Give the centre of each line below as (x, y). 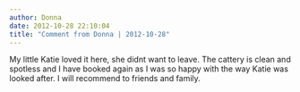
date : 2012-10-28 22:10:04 (60, 26)
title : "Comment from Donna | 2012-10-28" (90, 34)
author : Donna (36, 17)
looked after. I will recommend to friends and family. (105, 79)
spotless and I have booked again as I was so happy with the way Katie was (149, 69)
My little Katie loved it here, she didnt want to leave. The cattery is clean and (150, 60)
